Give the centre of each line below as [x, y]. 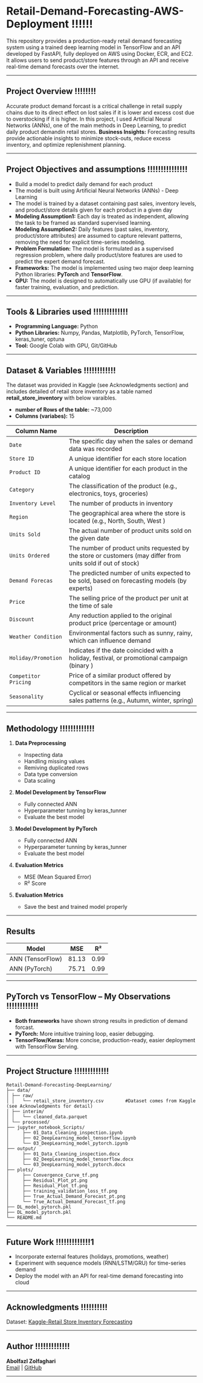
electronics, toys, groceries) [108, 494]
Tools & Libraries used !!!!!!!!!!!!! [67, 311]
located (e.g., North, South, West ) [117, 521]
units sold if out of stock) [104, 563]
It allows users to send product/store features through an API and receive [98, 60]
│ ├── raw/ [20, 1096]
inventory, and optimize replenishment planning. [66, 144]
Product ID [25, 472]
